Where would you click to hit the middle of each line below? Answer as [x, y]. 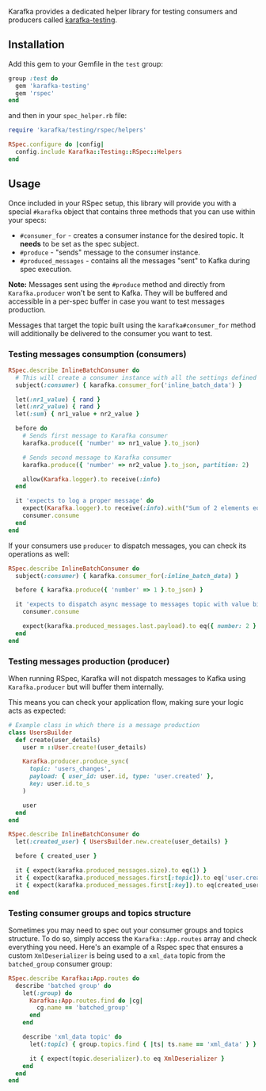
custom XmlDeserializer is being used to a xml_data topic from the [117, 955]
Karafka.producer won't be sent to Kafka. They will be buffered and [118, 293]
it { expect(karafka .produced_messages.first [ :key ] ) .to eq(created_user [138, 885]
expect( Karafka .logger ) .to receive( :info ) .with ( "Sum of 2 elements [136, 508]
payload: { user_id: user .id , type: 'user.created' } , [122, 776]
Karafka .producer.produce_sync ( [76, 762]
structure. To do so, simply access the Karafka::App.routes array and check [133, 938]
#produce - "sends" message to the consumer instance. [110, 252]
